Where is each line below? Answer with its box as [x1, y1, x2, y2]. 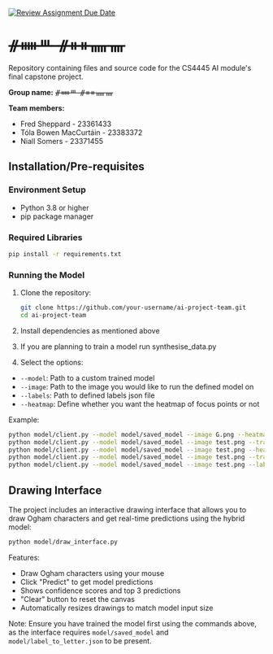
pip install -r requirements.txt [8, 250, 122, 258]
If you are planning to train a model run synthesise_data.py [19, 342, 217, 351]
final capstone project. [8, 72, 84, 81]
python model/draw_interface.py [8, 538, 118, 547]
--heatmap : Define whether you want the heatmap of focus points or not [19, 399, 260, 408]
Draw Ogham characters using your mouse [19, 568, 165, 578]
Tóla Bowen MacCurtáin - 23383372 [19, 127, 143, 137]
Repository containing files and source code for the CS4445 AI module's [8, 63, 252, 72]
